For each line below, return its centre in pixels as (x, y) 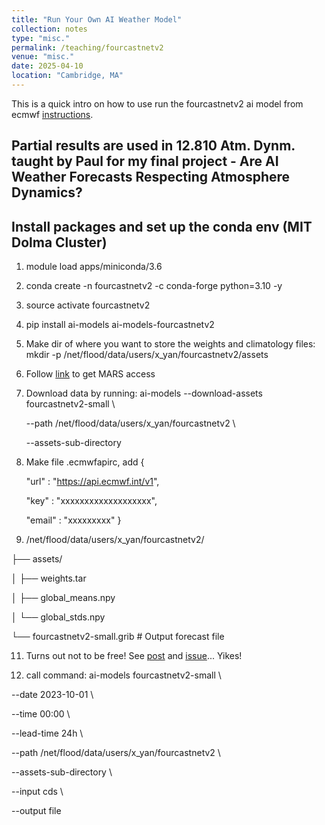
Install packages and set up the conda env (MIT (162, 226)
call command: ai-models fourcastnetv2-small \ (123, 675)
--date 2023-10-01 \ (52, 695)
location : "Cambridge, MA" (67, 76)
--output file (36, 811)
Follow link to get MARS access (90, 374)
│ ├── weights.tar (49, 578)
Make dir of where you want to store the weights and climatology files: (170, 344)
